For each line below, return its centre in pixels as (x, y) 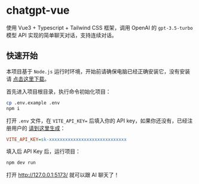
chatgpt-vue (38, 10)
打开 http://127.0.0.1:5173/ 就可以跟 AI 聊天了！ (63, 175)
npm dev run (21, 163)
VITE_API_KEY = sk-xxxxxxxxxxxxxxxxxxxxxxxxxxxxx (67, 139)
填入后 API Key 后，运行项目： (43, 151)
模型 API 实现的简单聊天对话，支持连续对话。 (62, 35)
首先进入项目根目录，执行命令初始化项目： (59, 91)
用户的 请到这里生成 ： (38, 128)
